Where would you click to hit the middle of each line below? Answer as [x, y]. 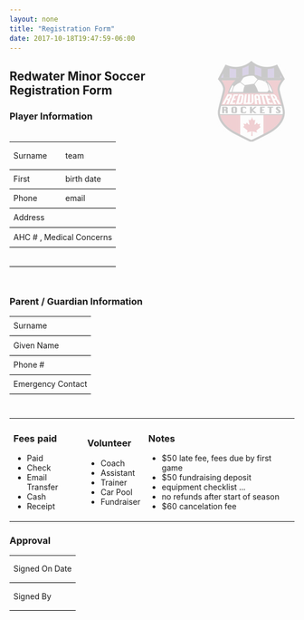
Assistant [118, 472]
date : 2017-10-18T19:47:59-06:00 [72, 38]
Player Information [51, 116]
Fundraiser [121, 501]
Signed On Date [43, 569]
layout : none [34, 19]
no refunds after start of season [221, 497]
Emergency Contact [50, 384]
